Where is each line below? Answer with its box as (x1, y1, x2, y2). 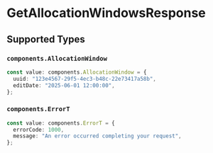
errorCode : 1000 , (13, 126, 65, 133)
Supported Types (6, 33, 86, 45)
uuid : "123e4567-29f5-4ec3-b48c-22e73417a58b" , (13, 75, 157, 82)
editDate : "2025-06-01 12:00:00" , (13, 81, 115, 89)
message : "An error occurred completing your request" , (13, 132, 182, 140)
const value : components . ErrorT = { (6, 119, 115, 127)
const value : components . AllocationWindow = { (6, 69, 147, 76)
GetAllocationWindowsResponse (6, 5, 207, 21)
